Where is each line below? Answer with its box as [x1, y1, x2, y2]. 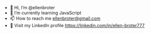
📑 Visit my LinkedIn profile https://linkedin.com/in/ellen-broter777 [9, 23, 145, 28]
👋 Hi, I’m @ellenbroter [9, 5, 55, 10]
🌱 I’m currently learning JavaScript [9, 10, 81, 16]
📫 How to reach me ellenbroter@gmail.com [9, 15, 101, 21]
